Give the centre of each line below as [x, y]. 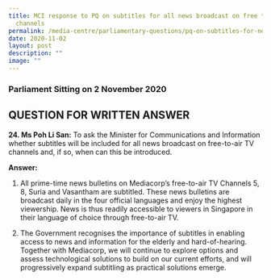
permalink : [27, 31]
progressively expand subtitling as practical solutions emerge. [123, 267]
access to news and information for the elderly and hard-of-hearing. [133, 241]
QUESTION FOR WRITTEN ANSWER [99, 115]
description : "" [35, 53]
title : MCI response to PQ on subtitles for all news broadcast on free [133, 16]
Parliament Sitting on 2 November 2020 [88, 89]
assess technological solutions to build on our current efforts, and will [136, 258]
